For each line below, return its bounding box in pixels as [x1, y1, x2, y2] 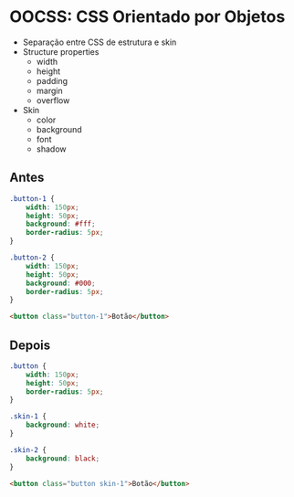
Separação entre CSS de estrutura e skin [22, 37, 177, 48]
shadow [36, 143, 67, 154]
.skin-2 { [9, 445, 47, 454]
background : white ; [26, 420, 100, 430]
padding [36, 75, 68, 86]
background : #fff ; [26, 219, 96, 229]
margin [36, 85, 64, 96]
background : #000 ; [26, 279, 96, 288]
